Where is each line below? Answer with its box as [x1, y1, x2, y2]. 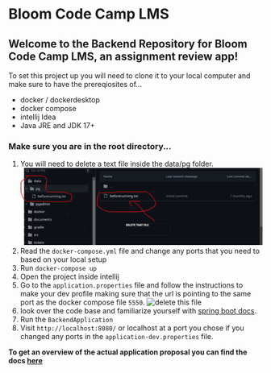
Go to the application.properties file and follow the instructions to [19, 280, 244, 290]
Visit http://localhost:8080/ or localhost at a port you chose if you [19, 323, 244, 333]
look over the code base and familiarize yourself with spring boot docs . [19, 305, 257, 315]
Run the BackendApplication [19, 314, 114, 324]
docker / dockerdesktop [19, 95, 101, 105]
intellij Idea [19, 112, 56, 122]
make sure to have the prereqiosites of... [8, 80, 143, 89]
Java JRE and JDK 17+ [19, 121, 95, 130]
